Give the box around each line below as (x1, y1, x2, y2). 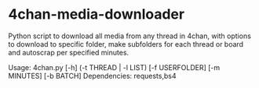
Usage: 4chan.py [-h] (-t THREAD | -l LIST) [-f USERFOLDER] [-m (8, 62, 221, 72)
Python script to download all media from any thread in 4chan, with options (8, 31, 251, 40)
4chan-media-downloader (8, 5, 185, 23)
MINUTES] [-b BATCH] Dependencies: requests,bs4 (8, 71, 177, 80)
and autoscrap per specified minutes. (8, 48, 129, 57)
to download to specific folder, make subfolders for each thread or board (8, 39, 244, 48)
